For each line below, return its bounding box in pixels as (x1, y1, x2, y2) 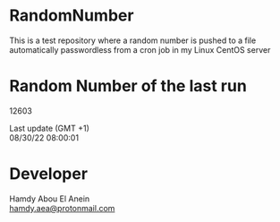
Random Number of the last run (9, 76, 248, 97)
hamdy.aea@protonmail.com (9, 202, 115, 213)
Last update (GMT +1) (9, 123, 89, 133)
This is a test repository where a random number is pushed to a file (9, 35, 257, 46)
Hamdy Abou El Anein (9, 193, 90, 204)
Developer (9, 164, 88, 184)
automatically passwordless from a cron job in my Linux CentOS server (9, 44, 271, 55)
